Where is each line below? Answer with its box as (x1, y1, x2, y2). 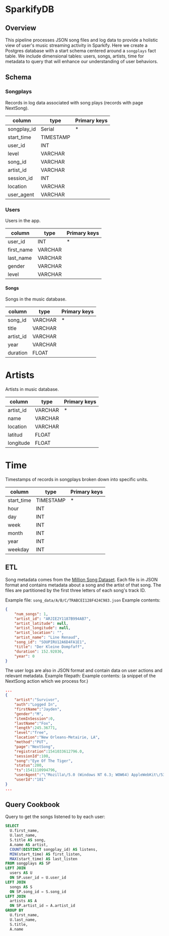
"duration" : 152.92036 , (14, 649, 64, 654)
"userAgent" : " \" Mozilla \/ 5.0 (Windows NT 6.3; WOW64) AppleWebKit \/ (14, 773, 161, 778)
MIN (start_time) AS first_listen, (10, 851, 82, 857)
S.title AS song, (10, 838, 46, 843)
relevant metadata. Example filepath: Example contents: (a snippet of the (5, 673, 156, 679)
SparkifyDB (5, 4, 54, 15)
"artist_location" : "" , (14, 630, 64, 635)
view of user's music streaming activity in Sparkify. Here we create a (5, 42, 148, 48)
